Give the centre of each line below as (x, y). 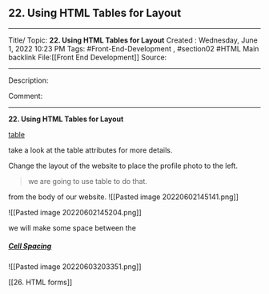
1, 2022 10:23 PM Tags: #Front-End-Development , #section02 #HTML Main (134, 48)
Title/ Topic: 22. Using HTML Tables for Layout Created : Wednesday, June (133, 40)
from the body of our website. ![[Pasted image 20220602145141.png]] (123, 197)
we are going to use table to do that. (88, 181)
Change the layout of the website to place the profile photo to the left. (123, 165)
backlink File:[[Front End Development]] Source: (88, 57)
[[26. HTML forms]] (40, 282)
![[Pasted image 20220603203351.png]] (75, 266)
